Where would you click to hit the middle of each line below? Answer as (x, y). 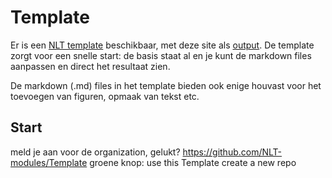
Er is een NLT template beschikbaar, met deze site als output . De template (162, 45)
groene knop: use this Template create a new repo (193, 162)
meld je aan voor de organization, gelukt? (95, 152)
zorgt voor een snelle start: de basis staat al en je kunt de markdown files (161, 55)
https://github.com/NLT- (232, 152)
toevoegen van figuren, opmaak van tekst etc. (105, 96)
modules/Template (49, 162)
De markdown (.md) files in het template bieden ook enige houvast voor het (166, 85)
